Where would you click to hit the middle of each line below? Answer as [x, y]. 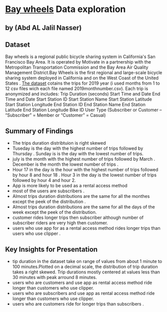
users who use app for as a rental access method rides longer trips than [86, 228]
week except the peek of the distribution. [55, 212]
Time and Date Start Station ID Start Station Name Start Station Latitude [79, 99]
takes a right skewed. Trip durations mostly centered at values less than [86, 272]
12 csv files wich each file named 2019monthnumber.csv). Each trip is [77, 89]
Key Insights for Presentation [52, 249]
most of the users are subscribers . [48, 191]
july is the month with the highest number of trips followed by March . [84, 159]
